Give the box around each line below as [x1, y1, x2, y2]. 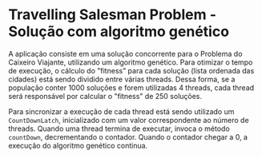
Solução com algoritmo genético [8, 22, 230, 41]
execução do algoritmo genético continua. [8, 140, 148, 150]
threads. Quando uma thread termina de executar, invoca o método [8, 124, 230, 133]
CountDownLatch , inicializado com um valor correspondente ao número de [8, 115, 250, 124]
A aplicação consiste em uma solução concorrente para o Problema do [8, 49, 243, 58]
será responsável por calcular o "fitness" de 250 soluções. [8, 91, 203, 101]
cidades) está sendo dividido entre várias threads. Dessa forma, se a [8, 74, 236, 84]
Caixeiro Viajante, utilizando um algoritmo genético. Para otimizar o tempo [8, 57, 253, 67]
